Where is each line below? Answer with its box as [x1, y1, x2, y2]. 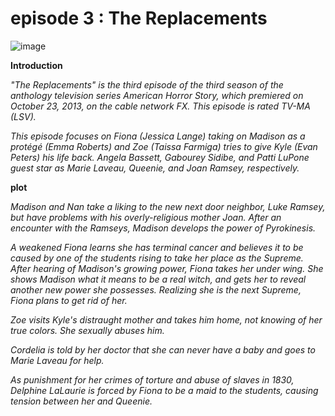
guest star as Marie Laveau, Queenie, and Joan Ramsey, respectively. [10, 162, 300, 174]
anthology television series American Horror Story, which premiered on [10, 89, 304, 101]
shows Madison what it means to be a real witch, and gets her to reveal [10, 273, 307, 285]
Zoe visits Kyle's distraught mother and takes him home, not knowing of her [10, 313, 323, 326]
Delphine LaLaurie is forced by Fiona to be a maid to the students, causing [10, 384, 319, 396]
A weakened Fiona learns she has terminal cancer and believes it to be [10, 241, 304, 253]
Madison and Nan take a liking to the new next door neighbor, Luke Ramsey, [10, 200, 326, 212]
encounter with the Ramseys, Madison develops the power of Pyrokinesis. [10, 222, 317, 234]
